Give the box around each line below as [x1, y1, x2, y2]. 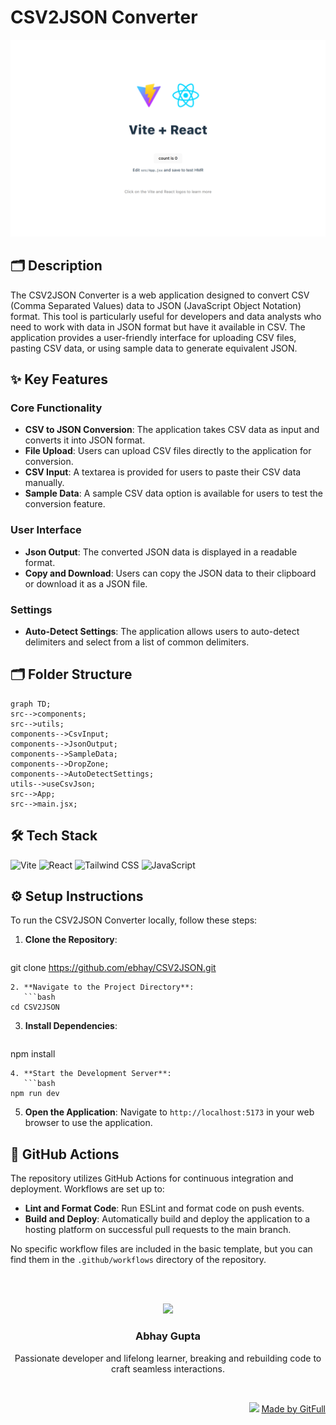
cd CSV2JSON [10, 1002, 60, 1013]
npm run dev [10, 1089, 60, 1099]
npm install [10, 1048, 56, 1060]
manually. [24, 477, 65, 489]
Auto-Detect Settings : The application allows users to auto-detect [24, 626, 300, 638]
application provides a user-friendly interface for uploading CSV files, [10, 331, 297, 343]
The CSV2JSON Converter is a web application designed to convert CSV [10, 289, 310, 301]
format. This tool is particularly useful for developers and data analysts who [10, 310, 322, 322]
